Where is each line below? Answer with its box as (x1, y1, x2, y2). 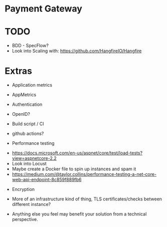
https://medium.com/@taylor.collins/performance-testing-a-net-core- (12, 171, 156, 177)
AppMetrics (12, 92, 37, 98)
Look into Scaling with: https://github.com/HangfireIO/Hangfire (12, 48, 142, 54)
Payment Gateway (5, 3, 82, 15)
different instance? (12, 201, 51, 207)
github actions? (12, 131, 44, 137)
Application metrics (12, 82, 53, 88)
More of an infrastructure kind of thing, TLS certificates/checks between (12, 196, 162, 202)
